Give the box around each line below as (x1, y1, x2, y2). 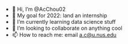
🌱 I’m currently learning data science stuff (11, 18, 116, 25)
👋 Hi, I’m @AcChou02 (11, 6, 66, 12)
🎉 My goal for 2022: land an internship (11, 12, 108, 19)
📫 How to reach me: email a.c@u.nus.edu (11, 32, 117, 38)
